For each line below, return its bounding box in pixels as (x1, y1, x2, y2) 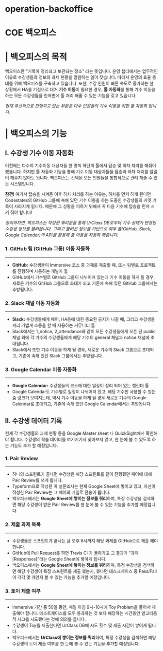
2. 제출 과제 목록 (5, 521, 41, 528)
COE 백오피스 (5, 27, 57, 38)
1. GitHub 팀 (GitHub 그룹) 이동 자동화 (5, 245, 90, 252)
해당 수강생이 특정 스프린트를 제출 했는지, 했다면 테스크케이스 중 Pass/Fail (17, 568, 157, 574)
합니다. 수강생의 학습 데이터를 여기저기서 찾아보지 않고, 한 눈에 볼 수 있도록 (10, 437, 151, 443)
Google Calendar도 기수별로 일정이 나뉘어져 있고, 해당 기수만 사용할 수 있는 (12, 389, 156, 395)
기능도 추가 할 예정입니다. (10, 443, 58, 448)
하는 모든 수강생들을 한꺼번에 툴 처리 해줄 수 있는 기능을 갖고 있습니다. (5, 93, 137, 98)
